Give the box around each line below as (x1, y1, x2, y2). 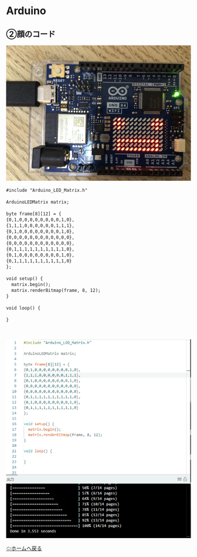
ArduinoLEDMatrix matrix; (6, 199, 69, 205)
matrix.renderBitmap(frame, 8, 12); (11, 287, 101, 293)
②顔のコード (6, 29, 56, 39)
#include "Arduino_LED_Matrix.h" (6, 187, 88, 193)
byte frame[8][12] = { (6, 211, 62, 217)
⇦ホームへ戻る (6, 545, 42, 552)
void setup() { (6, 276, 43, 281)
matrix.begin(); (11, 281, 51, 287)
